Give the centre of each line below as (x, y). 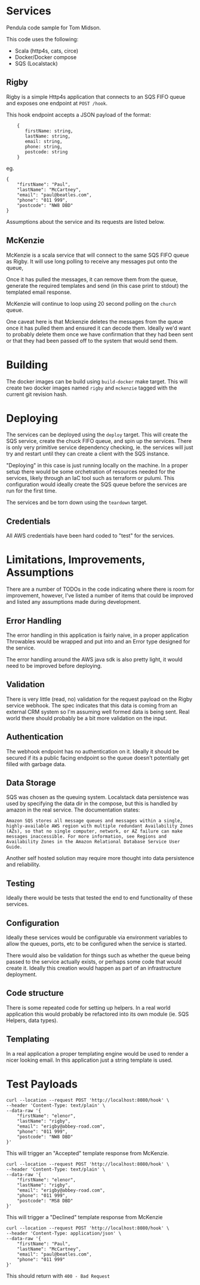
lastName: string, (47, 136)
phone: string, (44, 147)
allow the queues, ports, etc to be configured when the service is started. (96, 944)
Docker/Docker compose (46, 57)
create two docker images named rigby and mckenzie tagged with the (92, 388)
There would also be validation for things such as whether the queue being (98, 955)
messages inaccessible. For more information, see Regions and (87, 837)
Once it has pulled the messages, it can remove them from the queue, (92, 279)
